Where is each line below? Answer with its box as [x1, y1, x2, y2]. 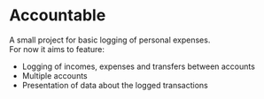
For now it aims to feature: [9, 43, 105, 54]
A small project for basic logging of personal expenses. [9, 34, 211, 45]
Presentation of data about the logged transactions [21, 80, 208, 90]
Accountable [9, 5, 106, 26]
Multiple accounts [21, 70, 88, 80]
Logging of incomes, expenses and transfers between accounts [21, 61, 255, 72]
